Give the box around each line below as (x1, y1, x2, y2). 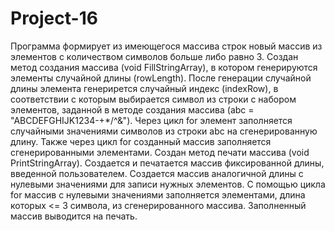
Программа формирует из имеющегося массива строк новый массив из (10, 40, 323, 52)
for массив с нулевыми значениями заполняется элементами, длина (10, 188, 306, 201)
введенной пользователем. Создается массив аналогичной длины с (10, 167, 304, 179)
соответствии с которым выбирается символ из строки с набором (10, 93, 297, 105)
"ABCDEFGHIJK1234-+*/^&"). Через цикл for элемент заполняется (10, 114, 293, 126)
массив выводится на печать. (10, 210, 138, 222)
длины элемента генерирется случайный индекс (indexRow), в (10, 82, 279, 94)
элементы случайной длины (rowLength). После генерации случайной (10, 72, 312, 84)
